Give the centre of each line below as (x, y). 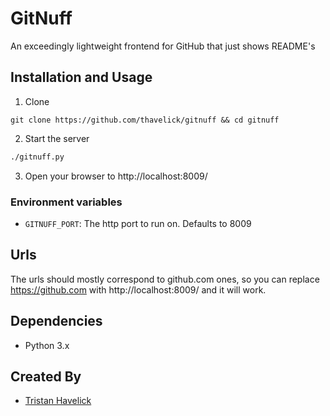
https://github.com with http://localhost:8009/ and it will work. (138, 289)
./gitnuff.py (37, 157)
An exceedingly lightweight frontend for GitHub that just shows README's (163, 46)
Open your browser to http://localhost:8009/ (116, 176)
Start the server (57, 138)
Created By (46, 376)
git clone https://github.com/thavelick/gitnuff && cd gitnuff (145, 120)
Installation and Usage (81, 77)
